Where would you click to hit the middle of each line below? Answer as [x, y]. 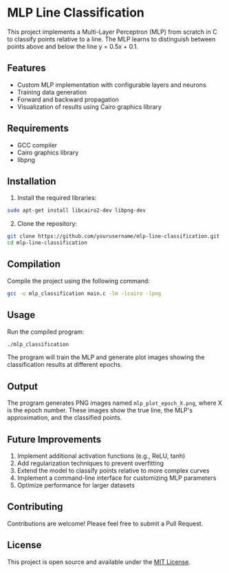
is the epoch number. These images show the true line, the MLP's [100, 410]
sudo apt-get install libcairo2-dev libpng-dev [77, 211]
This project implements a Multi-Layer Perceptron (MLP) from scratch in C [112, 32]
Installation [32, 181]
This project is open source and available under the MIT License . [99, 562]
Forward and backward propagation [68, 99]
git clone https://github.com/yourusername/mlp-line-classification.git [113, 237]
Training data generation [52, 92]
